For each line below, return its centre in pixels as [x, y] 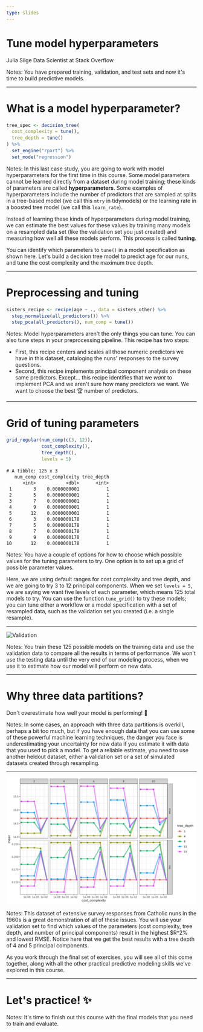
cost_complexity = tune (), [46, 132]
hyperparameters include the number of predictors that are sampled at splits [101, 194]
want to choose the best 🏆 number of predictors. [77, 391]
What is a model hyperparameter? [93, 108]
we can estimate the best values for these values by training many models [98, 225]
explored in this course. [36, 970]
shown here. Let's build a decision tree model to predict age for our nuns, [98, 256]
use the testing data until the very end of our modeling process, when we [97, 659]
